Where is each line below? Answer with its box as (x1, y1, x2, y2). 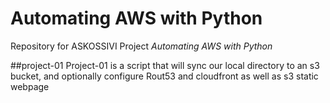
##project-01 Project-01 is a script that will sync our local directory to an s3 (10, 59, 320, 71)
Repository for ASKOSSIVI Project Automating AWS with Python (10, 40, 273, 52)
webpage (10, 80, 50, 92)
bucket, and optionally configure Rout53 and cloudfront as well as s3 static (10, 70, 319, 82)
